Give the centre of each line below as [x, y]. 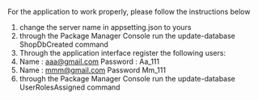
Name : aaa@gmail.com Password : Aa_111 [89, 61]
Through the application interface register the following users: [123, 53]
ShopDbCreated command [63, 44]
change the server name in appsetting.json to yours [105, 27]
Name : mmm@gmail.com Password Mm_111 [93, 70]
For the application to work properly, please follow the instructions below [129, 12]
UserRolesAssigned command [70, 87]
